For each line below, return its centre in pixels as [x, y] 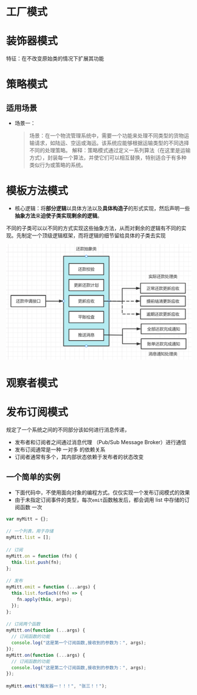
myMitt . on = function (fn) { [42, 556]
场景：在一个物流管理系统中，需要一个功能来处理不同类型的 [101, 136]
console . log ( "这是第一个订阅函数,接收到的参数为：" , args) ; [79, 643]
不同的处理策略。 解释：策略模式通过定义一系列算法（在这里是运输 [110, 150]
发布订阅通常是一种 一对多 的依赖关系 [60, 449]
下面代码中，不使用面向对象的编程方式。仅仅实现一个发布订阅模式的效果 [102, 492]
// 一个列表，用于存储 [30, 531]
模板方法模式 [37, 191]
